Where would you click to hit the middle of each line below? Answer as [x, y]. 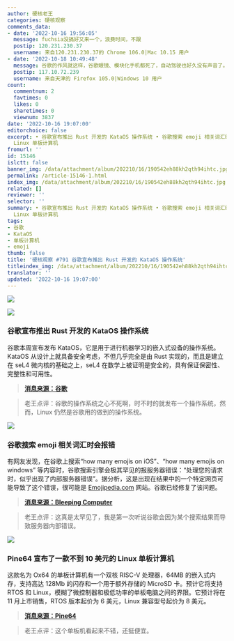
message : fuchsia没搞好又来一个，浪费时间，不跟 [77, 40]
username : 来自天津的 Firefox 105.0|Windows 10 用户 [88, 78]
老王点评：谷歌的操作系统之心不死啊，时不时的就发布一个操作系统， [122, 403]
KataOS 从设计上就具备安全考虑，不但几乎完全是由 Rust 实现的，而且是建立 [116, 356]
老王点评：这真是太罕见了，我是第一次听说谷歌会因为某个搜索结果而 [122, 517]
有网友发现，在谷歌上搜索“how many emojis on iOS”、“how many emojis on [116, 461]
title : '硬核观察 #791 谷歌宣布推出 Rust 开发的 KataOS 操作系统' [96, 260]
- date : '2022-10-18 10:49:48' [53, 59]
